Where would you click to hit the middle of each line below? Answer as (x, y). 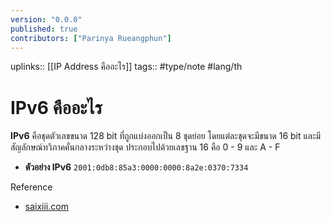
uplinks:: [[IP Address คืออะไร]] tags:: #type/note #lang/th (126, 67)
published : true (44, 29)
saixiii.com (46, 207)
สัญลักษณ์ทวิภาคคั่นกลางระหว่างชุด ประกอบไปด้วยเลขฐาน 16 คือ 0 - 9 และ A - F (145, 147)
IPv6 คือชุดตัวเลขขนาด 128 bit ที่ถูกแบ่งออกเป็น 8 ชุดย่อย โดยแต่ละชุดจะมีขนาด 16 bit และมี (166, 136)
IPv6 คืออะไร (56, 107)
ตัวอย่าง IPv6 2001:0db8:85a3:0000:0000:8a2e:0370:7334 (136, 167)
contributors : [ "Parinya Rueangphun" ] (91, 38)
